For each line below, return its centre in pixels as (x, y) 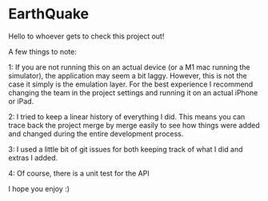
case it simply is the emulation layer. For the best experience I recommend (131, 84)
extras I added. (33, 158)
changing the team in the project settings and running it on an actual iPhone (133, 92)
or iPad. (21, 101)
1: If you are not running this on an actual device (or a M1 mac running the (129, 67)
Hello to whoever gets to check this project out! (86, 36)
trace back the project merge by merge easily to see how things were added (134, 125)
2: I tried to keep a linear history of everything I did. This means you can (127, 116)
